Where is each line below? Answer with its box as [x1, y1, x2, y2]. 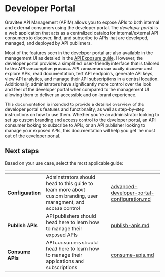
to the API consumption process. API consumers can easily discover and [5, 65, 152, 71]
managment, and [46, 198, 85, 205]
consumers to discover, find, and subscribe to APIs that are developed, [5, 35, 149, 41]
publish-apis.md [111, 222, 150, 229]
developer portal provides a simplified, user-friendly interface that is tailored [5, 60, 160, 66]
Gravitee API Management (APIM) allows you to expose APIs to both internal [5, 19, 160, 25]
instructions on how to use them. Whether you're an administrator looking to [5, 111, 160, 117]
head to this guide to [46, 180, 93, 187]
